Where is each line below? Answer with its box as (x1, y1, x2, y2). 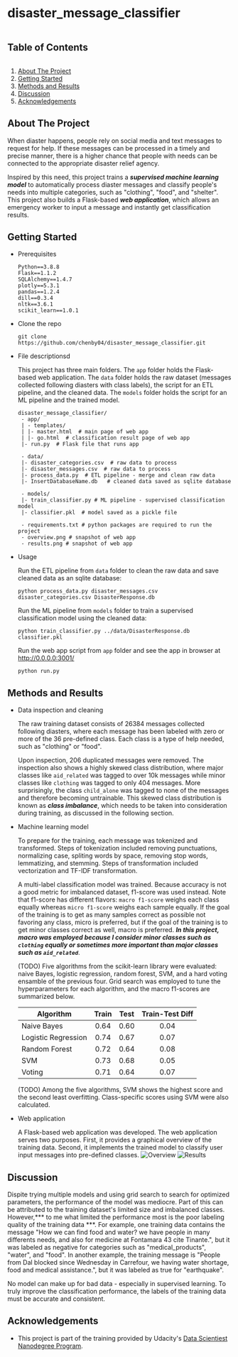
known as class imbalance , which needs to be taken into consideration (17, 801, 227, 810)
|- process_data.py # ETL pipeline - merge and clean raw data (21, 472, 215, 479)
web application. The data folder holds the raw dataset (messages (38, 373, 232, 382)
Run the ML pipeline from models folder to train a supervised (17, 606, 193, 615)
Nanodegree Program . (17, 1341, 83, 1350)
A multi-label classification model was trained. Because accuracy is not (17, 880, 227, 889)
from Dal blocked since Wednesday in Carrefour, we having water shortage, (7, 1258, 229, 1266)
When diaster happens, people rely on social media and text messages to (7, 136, 222, 145)
